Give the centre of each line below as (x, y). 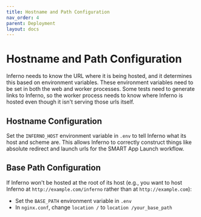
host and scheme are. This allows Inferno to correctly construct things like (99, 142)
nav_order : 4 (23, 18)
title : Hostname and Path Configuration (58, 12)
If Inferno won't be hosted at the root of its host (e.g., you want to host (94, 182)
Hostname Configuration (54, 121)
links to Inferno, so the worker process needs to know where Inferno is (95, 96)
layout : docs (23, 29)
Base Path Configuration (54, 168)
